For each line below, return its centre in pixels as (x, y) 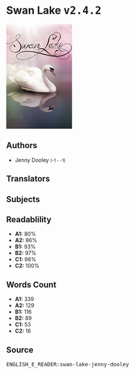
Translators (28, 179)
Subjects (23, 199)
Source (20, 350)
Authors (22, 145)
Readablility (29, 219)
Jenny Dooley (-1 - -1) (40, 160)
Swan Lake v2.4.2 (54, 10)
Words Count (31, 284)
